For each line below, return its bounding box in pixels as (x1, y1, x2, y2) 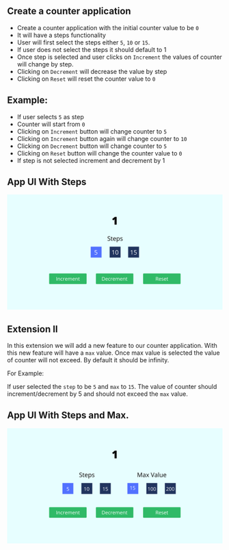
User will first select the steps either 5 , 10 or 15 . (16, 38, 150, 47)
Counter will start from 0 (16, 120, 85, 128)
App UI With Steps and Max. (7, 410, 129, 421)
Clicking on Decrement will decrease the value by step (16, 67, 167, 75)
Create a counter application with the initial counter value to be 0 (16, 23, 200, 32)
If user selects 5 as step (16, 112, 84, 121)
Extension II (7, 323, 58, 335)
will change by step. (16, 60, 74, 68)
